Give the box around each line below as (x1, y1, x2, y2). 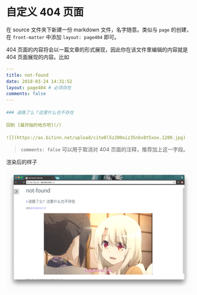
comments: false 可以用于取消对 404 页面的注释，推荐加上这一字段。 (20, 146, 189, 153)
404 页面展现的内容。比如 (6, 53, 70, 60)
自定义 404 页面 (6, 5, 84, 19)
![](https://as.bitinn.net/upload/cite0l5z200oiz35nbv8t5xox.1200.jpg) (6, 134, 186, 141)
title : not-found (6, 72, 49, 78)
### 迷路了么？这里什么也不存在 (6, 110, 74, 116)
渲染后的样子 (6, 158, 37, 166)
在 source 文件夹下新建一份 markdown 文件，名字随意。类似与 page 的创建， (6, 26, 192, 33)
